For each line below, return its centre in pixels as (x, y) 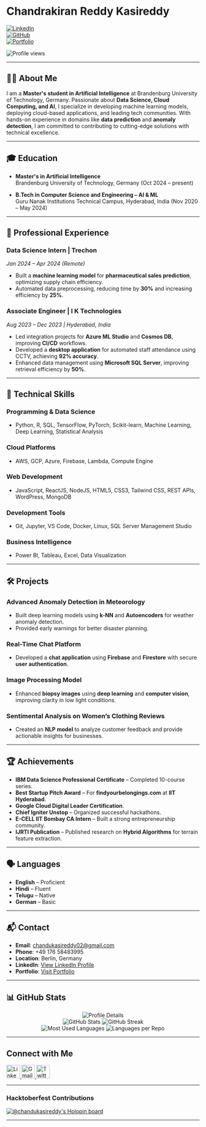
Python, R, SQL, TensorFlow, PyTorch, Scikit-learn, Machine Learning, (103, 425)
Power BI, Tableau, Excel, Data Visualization (71, 555)
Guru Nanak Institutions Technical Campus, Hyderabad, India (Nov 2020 (106, 201)
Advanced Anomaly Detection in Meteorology (76, 602)
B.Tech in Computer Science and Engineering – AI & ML (87, 194)
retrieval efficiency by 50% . (50, 369)
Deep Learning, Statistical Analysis (59, 432)
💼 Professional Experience (58, 233)
